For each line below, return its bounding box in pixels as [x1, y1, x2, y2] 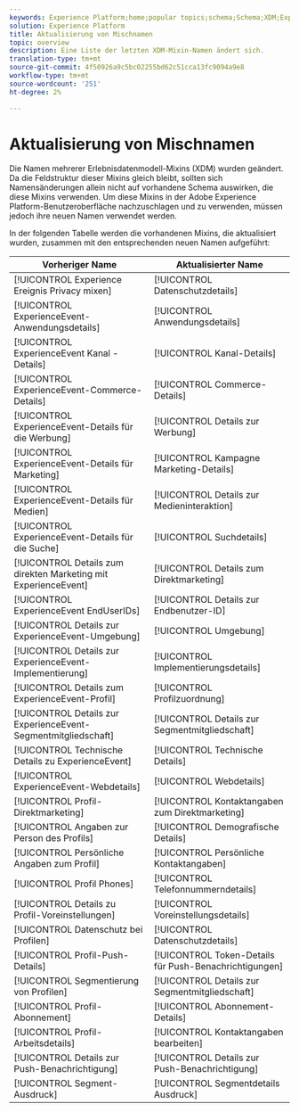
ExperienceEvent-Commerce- [13, 384, 142, 397]
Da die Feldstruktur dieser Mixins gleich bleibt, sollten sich [9, 173, 223, 184]
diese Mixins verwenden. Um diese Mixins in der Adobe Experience [9, 192, 256, 202]
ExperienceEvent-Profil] [13, 693, 116, 705]
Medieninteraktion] [154, 500, 234, 513]
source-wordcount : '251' [9, 79, 101, 88]
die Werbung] [13, 432, 71, 444]
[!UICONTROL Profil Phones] [13, 877, 134, 890]
